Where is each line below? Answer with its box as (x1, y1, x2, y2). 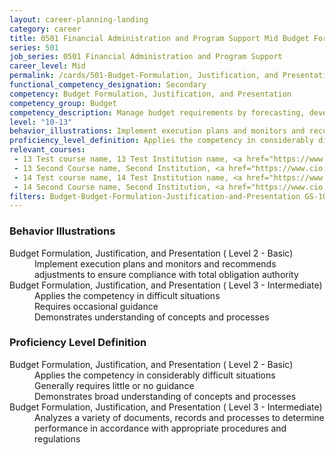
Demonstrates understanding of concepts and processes (34, 311, 270, 323)
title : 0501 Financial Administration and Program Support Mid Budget (9, 33, 310, 43)
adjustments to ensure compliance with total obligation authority (34, 268, 299, 280)
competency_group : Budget (9, 98, 117, 108)
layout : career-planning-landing (9, 14, 149, 25)
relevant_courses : (9, 145, 86, 155)
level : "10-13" (9, 117, 73, 127)
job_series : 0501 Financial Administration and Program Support (9, 52, 283, 62)
